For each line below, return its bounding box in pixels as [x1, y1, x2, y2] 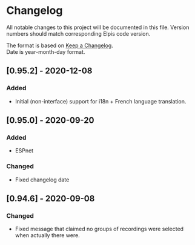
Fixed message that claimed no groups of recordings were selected [15, 225, 183, 233]
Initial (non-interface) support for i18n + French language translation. [15, 97, 187, 105]
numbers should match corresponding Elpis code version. [6, 30, 151, 37]
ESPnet [15, 147, 34, 154]
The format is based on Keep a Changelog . [6, 42, 113, 49]
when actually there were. [15, 232, 80, 239]
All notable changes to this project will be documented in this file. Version [6, 24, 190, 31]
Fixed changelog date [15, 176, 70, 183]
